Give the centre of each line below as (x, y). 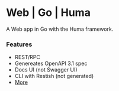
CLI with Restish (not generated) (54, 76)
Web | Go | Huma (48, 13)
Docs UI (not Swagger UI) (46, 70)
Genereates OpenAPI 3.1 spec (51, 64)
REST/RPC (27, 57)
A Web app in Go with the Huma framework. (60, 29)
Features (19, 44)
